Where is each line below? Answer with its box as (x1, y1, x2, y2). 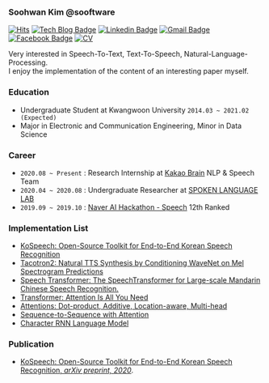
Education (8, 87, 50, 98)
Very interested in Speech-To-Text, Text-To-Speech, (8, 49, 183, 59)
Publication (8, 338, 54, 350)
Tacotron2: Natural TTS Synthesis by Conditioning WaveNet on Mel (19, 258, 245, 268)
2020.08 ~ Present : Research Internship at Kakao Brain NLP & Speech (19, 168, 255, 177)
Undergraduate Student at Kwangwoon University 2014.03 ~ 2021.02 (19, 104, 250, 115)
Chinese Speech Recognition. (19, 284, 119, 294)
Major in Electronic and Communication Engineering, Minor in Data (19, 121, 242, 130)
